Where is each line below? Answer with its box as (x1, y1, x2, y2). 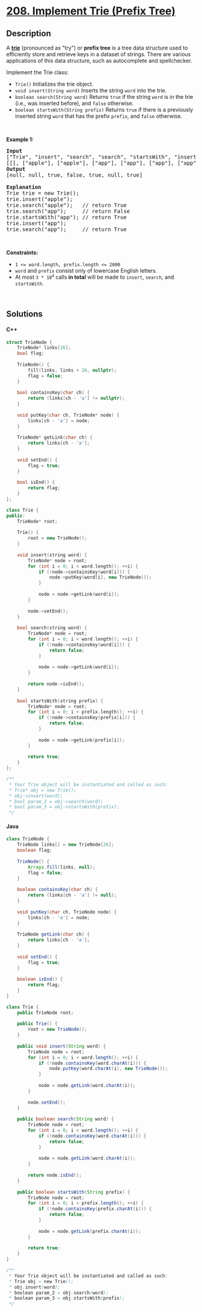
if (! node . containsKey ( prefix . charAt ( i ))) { (38, 1206, 152, 1212)
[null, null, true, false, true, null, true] (6, 172, 143, 179)
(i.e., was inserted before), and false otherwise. (14, 100, 134, 107)
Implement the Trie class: (6, 69, 69, 76)
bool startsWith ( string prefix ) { (17, 698, 103, 704)
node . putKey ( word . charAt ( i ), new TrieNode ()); (49, 1066, 168, 1072)
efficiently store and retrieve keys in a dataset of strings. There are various (6, 51, 191, 58)
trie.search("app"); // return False (6, 208, 130, 215)
